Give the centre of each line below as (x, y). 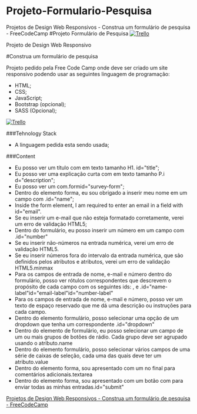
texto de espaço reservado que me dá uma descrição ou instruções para (103, 305)
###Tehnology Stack (31, 133)
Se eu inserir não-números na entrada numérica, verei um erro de (94, 242)
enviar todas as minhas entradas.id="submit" (69, 387)
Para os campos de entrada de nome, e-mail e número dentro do (93, 274)
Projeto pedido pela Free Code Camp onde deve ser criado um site (87, 68)
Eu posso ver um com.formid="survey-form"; (69, 186)
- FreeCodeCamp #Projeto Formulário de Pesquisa (67, 33)
